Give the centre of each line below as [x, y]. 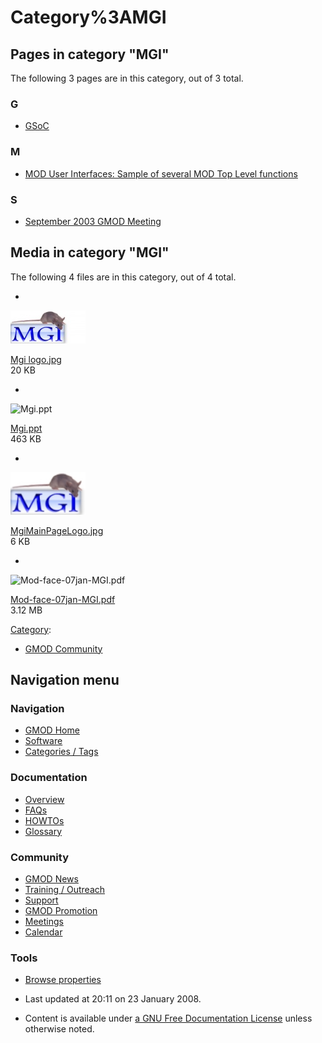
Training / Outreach [65, 889]
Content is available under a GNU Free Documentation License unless [168, 1018]
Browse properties [63, 980]
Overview [44, 799]
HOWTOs [44, 820]
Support [41, 900]
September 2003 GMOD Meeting [93, 221]
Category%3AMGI [88, 17]
